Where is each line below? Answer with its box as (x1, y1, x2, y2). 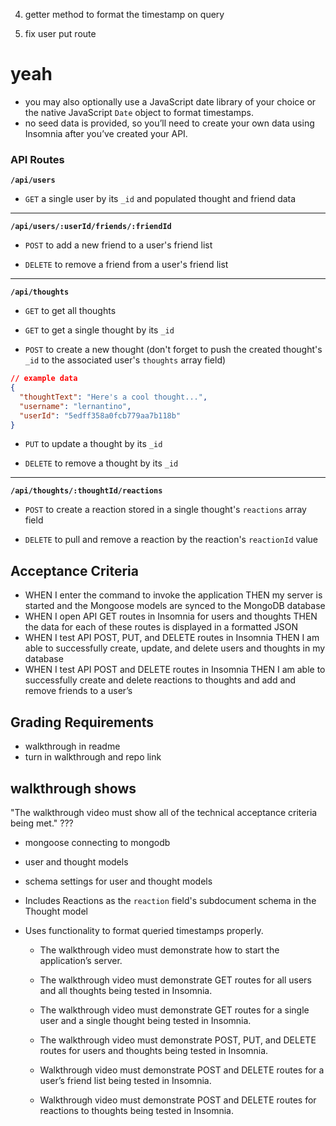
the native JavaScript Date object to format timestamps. (24, 106, 254, 118)
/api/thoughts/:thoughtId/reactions (10, 486, 163, 496)
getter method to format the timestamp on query (24, 9, 225, 20)
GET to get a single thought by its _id (24, 324, 175, 336)
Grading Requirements (10, 714, 155, 731)
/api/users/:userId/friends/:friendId (10, 222, 172, 232)
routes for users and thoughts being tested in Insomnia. (39, 1044, 269, 1056)
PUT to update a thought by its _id (24, 438, 163, 450)
